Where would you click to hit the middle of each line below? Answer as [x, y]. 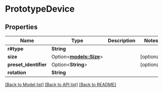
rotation [17, 73]
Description [122, 41]
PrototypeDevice [40, 9]
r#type [16, 49]
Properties [21, 27]
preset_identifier [27, 64]
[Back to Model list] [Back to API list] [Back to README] [61, 84]
